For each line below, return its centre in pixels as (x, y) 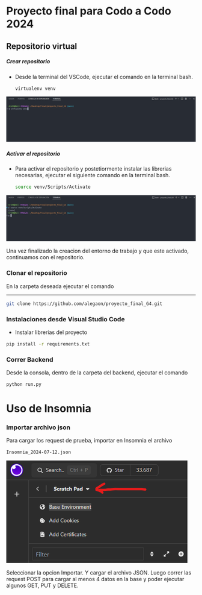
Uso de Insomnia (49, 409)
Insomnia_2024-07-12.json (38, 452)
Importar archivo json (38, 427)
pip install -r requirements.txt (48, 344)
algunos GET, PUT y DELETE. (42, 585)
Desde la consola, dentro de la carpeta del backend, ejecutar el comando (97, 373)
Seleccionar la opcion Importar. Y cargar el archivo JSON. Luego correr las (99, 573)
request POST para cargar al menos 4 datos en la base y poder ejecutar (95, 579)
